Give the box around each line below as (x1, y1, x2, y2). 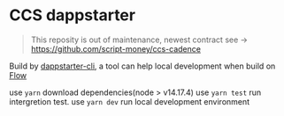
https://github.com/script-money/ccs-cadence (30, 43, 202, 54)
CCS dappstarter (9, 5, 135, 25)
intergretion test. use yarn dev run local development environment (9, 96, 250, 106)
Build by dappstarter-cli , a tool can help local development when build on (9, 61, 276, 71)
